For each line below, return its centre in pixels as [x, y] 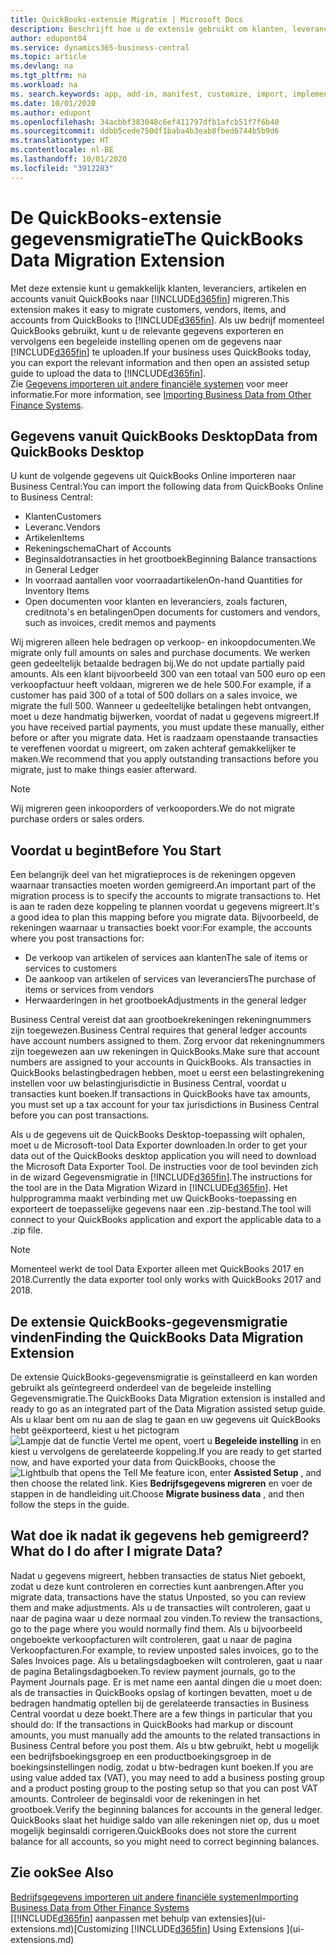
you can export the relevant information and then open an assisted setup [160, 362]
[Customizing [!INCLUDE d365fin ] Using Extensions [179, 1928]
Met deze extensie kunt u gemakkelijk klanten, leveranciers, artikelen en [158, 288]
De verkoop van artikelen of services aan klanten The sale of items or [166, 958]
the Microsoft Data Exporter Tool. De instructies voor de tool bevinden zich [164, 1167]
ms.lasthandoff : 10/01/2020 [69, 159]
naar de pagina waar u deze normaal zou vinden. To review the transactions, [166, 1618]
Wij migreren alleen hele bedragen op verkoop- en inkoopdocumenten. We [163, 642]
